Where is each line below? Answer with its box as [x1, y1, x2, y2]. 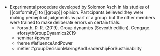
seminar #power [17, 35, 50, 41]
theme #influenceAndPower [17, 40, 73, 46]
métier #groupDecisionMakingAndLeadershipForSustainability [17, 46, 142, 51]
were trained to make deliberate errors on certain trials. [9, 19, 121, 25]
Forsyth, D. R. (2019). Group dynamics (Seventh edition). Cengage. [17, 25, 151, 31]
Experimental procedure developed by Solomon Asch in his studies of [9, 4, 150, 10]
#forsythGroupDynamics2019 [17, 30, 76, 36]
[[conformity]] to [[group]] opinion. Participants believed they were [9, 9, 144, 15]
